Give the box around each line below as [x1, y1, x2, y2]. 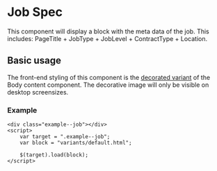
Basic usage [7, 55, 61, 67]
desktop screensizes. [7, 88, 69, 96]
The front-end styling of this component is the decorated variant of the [7, 73, 211, 81]
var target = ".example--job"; [19, 133, 111, 140]
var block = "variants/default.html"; [19, 140, 132, 147]
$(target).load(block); [19, 152, 89, 158]
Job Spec [7, 4, 63, 20]
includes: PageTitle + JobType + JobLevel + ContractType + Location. [7, 34, 207, 42]
